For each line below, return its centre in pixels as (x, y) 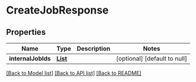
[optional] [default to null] (152, 58)
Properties (26, 32)
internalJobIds (30, 58)
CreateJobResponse (58, 10)
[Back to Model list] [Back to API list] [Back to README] (74, 73)
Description (93, 49)
